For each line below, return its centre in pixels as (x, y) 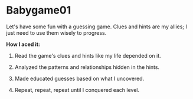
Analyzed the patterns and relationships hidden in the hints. (87, 67)
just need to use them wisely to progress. (56, 32)
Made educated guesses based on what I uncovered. (79, 78)
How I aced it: (23, 44)
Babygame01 (39, 10)
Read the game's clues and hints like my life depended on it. (88, 55)
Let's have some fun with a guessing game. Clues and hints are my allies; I (97, 27)
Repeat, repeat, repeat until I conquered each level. (77, 90)
